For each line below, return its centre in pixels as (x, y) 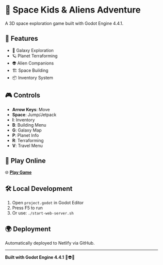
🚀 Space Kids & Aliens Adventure (73, 10)
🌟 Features (22, 39)
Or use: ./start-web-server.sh (43, 213)
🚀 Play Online (25, 160)
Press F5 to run (27, 208)
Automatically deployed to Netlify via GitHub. (50, 243)
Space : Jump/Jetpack (34, 115)
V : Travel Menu (27, 146)
